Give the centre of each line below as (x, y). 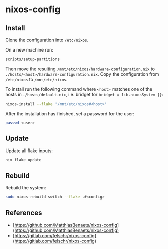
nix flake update (23, 160)
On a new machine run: (30, 50)
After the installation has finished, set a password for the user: (70, 113)
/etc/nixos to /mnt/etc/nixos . (36, 79)
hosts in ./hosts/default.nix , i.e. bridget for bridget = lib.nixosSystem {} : (85, 94)
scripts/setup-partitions (32, 59)
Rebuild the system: (26, 188)
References (24, 213)
